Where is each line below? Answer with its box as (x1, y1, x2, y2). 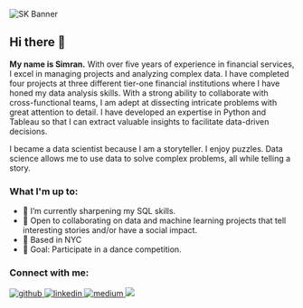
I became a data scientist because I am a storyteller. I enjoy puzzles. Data (9, 143, 283, 154)
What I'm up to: (9, 185, 79, 198)
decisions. (9, 126, 48, 136)
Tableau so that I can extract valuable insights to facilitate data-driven (9, 116, 270, 126)
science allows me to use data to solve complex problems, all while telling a (9, 153, 291, 163)
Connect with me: (9, 266, 90, 279)
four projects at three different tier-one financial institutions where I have (9, 78, 280, 89)
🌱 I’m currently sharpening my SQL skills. (22, 206, 176, 217)
